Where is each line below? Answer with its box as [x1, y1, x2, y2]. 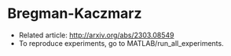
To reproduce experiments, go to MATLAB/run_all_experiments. [18, 38, 225, 47]
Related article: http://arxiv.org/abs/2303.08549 [18, 30, 174, 40]
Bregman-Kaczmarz [7, 5, 142, 23]
